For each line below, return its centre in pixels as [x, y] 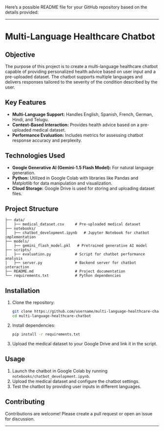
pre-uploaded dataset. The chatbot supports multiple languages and [74, 77]
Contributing [25, 402]
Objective [20, 55]
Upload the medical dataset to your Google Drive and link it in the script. [85, 343]
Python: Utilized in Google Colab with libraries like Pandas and [75, 178]
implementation [20, 237]
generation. [24, 173]
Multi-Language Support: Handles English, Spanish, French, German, [82, 114]
